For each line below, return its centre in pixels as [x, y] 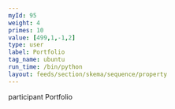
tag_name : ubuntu [37, 60]
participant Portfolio [41, 96]
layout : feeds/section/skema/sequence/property [88, 74]
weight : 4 [24, 23]
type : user [26, 45]
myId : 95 [22, 15]
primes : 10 [26, 30]
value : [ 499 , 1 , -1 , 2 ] [42, 38]
